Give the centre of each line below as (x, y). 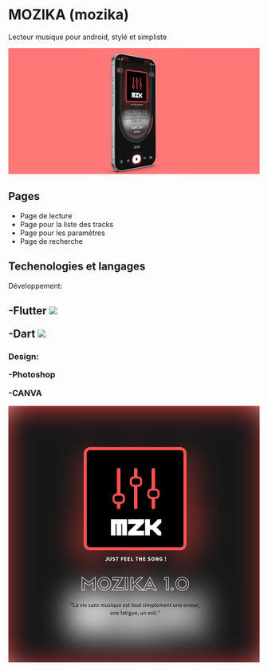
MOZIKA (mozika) (69, 15)
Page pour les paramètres (62, 233)
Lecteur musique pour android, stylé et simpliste (88, 37)
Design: (24, 356)
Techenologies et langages (77, 267)
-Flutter (28, 311)
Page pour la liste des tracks (67, 224)
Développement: (35, 286)
